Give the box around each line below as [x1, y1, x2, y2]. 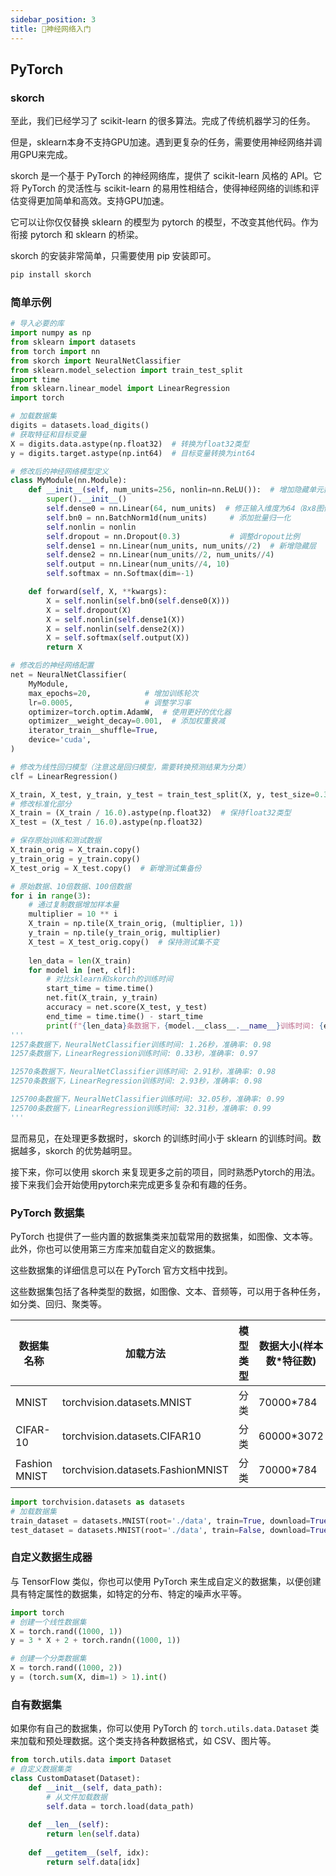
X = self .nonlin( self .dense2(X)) [46, 624, 186, 634]
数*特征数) [265, 1354, 317, 1368]
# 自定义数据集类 [10, 1764, 72, 1775]
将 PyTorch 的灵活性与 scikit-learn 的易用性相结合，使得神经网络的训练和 [10, 182, 311, 195]
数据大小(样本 [258, 1339, 324, 1353]
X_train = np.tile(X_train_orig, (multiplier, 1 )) [28, 919, 244, 929]
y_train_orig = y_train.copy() [10, 854, 141, 864]
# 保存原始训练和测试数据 [10, 836, 102, 846]
